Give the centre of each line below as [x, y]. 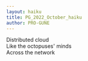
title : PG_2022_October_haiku [44, 17]
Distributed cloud [28, 40]
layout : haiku [24, 12]
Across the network [31, 53]
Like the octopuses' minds [39, 46]
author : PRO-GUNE [28, 23]
